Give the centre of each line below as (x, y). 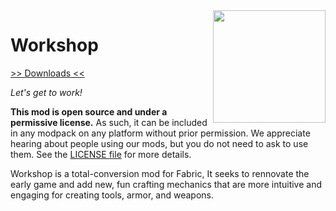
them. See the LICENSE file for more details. (101, 154)
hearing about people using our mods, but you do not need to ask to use (159, 143)
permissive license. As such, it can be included (109, 122)
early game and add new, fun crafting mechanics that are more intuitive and (166, 184)
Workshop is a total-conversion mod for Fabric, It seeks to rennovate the (160, 173)
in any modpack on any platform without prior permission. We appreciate (160, 133)
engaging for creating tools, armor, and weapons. (112, 195)
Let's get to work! (46, 92)
